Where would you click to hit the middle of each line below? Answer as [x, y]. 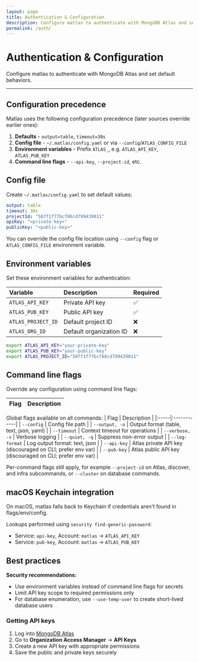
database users [34, 606]
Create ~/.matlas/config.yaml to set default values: [69, 194]
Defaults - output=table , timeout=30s [60, 136]
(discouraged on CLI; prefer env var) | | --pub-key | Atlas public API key [93, 450]
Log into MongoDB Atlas [44, 634]
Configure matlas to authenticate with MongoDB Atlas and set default [91, 74]
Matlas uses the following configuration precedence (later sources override [98, 119]
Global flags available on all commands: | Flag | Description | [80, 418]
